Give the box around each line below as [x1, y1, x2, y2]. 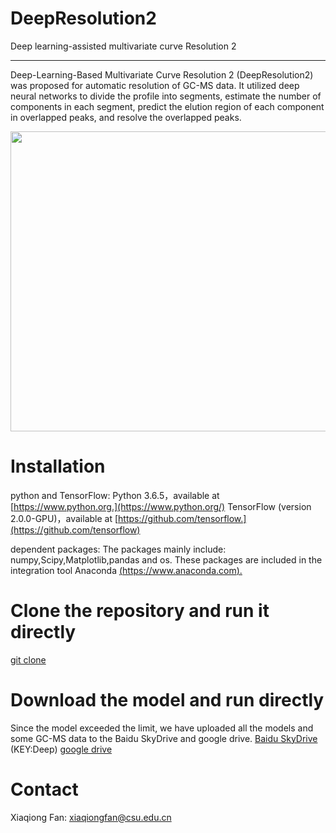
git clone [10, 653, 47, 666]
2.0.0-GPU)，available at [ [10, 512, 119, 524]
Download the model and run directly [10, 689, 325, 711]
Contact [10, 778, 79, 801]
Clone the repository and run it [10, 600, 270, 622]
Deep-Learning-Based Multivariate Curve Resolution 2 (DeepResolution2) [10, 68, 314, 81]
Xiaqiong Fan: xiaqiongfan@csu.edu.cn [10, 811, 172, 823]
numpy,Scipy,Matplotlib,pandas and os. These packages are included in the [10, 553, 323, 566]
